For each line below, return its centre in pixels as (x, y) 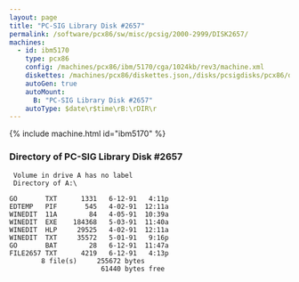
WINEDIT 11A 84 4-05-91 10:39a (89, 214)
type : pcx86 (47, 59)
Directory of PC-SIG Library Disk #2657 (96, 157)
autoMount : (45, 92)
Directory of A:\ (45, 183)
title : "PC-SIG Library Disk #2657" (77, 26)
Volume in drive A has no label (73, 175)
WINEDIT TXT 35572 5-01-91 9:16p (89, 238)
